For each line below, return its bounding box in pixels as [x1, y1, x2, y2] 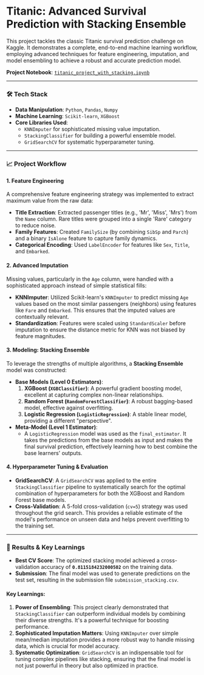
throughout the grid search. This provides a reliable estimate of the [15, 509, 183, 516]
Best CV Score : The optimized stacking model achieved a [15, 557, 160, 564]
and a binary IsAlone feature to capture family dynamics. [15, 235, 158, 242]
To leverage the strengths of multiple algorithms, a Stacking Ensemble [6, 359, 183, 367]
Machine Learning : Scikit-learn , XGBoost [15, 113, 120, 120]
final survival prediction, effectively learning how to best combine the [24, 443, 197, 450]
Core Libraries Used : [15, 119, 69, 126]
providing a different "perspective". [24, 417, 112, 424]
